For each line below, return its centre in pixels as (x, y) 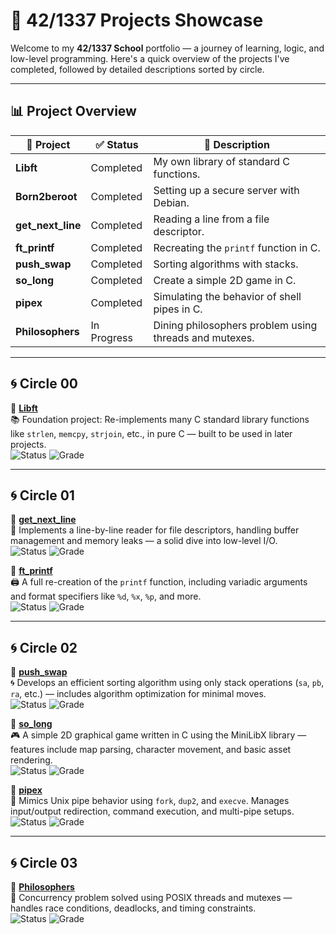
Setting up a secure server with (226, 190)
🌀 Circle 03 (44, 862)
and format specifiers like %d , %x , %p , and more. (106, 596)
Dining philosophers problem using (235, 325)
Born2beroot (46, 196)
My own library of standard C (221, 161)
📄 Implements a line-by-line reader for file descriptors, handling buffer (155, 530)
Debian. (171, 202)
